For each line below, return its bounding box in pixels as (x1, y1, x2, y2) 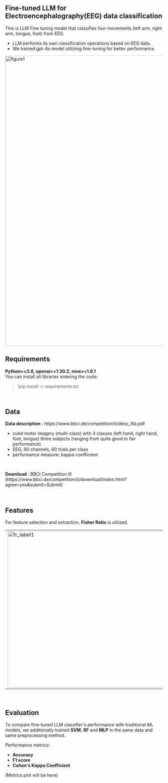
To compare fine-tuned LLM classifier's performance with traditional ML (5, 722, 154, 728)
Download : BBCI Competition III (5, 471, 72, 477)
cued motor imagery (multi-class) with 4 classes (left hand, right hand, (12, 431, 158, 437)
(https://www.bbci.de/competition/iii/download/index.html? (5, 476, 126, 483)
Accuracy (12, 752, 33, 758)
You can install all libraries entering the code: (5, 373, 98, 379)
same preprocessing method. (5, 732, 66, 738)
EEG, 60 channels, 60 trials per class (12, 446, 88, 453)
